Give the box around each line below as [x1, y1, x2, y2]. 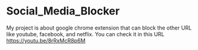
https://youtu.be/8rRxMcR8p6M [6, 37, 86, 44]
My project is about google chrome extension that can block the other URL [6, 24, 192, 31]
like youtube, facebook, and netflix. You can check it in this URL [6, 30, 165, 37]
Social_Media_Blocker [6, 4, 120, 18]
